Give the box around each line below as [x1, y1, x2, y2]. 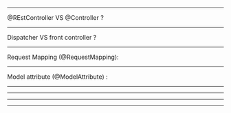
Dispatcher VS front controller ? [7, 34, 97, 41]
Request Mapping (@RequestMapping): [7, 53, 119, 61]
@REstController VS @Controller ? [7, 14, 104, 21]
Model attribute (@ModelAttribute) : [7, 73, 108, 81]
